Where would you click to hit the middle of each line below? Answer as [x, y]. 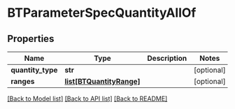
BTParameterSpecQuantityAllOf [102, 13]
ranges [23, 81]
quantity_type [34, 70]
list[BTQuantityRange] [103, 81]
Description [167, 58]
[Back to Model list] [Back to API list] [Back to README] [87, 99]
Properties [31, 39]
